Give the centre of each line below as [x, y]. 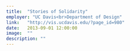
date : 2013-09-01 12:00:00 [42, 28]
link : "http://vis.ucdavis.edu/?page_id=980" [66, 22]
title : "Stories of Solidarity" [47, 11]
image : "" [19, 33]
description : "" [26, 39]
